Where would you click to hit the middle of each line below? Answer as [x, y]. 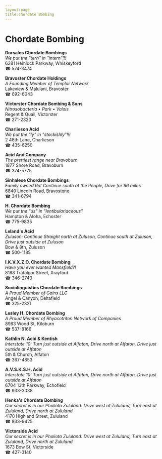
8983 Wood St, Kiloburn [30, 324]
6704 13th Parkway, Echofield [35, 385]
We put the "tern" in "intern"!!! [36, 58]
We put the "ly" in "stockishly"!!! [38, 134]
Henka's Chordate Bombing [34, 400]
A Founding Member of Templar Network [47, 84]
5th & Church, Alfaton [27, 354]
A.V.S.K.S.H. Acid [24, 369]
